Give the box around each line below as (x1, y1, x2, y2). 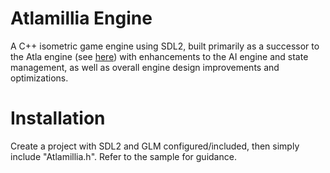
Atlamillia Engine (10, 7, 153, 30)
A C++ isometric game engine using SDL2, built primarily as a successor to (10, 40, 320, 52)
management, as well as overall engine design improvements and (10, 61, 280, 73)
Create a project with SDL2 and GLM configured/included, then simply (10, 140, 300, 152)
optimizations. (10, 72, 69, 84)
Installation (10, 107, 106, 130)
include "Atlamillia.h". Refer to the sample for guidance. (10, 150, 237, 162)
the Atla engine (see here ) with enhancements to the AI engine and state (10, 50, 309, 62)
